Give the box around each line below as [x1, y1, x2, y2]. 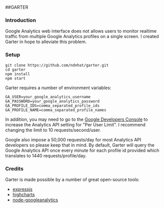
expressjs [12, 186, 33, 192]
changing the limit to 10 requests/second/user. [5, 127, 101, 133]
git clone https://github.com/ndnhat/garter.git [5, 63, 109, 68]
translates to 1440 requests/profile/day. [5, 152, 87, 158]
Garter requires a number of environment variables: [5, 85, 111, 91]
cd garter [5, 67, 26, 72]
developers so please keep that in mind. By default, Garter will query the [5, 142, 154, 148]
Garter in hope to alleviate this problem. [5, 39, 87, 45]
